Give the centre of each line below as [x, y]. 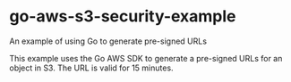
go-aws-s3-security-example [123, 16]
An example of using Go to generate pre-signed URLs [108, 41]
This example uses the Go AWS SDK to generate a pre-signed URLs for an [146, 58]
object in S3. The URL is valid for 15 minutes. [91, 68]
